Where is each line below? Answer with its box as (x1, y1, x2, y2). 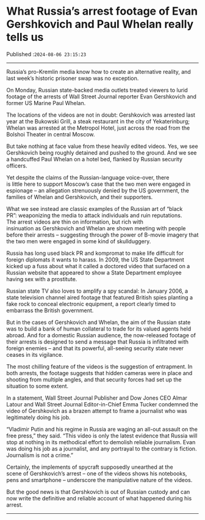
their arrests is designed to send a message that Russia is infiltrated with (6, 338, 189, 345)
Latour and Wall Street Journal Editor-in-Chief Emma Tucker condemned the (6, 400, 198, 408)
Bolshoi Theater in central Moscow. (6, 130, 95, 138)
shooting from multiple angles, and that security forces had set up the (6, 376, 182, 383)
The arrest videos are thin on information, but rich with (6, 218, 143, 225)
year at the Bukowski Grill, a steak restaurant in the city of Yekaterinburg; (6, 117, 190, 125)
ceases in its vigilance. (6, 351, 63, 358)
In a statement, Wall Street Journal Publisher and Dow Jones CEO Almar (6, 394, 188, 401)
